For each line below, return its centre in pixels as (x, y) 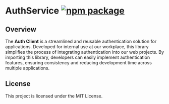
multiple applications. (27, 68)
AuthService (32, 11)
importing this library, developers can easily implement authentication (78, 57)
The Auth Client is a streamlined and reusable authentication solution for (81, 41)
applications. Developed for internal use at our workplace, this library (77, 47)
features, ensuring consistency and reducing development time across (79, 63)
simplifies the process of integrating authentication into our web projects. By (85, 52)
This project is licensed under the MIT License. (54, 96)
